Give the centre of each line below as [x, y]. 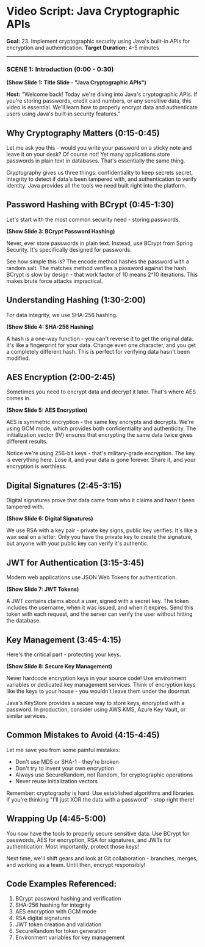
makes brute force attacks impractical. [55, 281]
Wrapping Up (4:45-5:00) [56, 819]
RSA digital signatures [43, 918]
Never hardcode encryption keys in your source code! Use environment [96, 678]
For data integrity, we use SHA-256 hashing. [62, 315]
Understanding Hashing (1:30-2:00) [76, 300]
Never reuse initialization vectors [56, 781]
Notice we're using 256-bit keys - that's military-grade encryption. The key [101, 453]
